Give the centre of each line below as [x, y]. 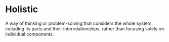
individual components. [30, 34]
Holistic [22, 9]
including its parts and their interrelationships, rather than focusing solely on [85, 28]
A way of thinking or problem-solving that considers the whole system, [79, 23]
